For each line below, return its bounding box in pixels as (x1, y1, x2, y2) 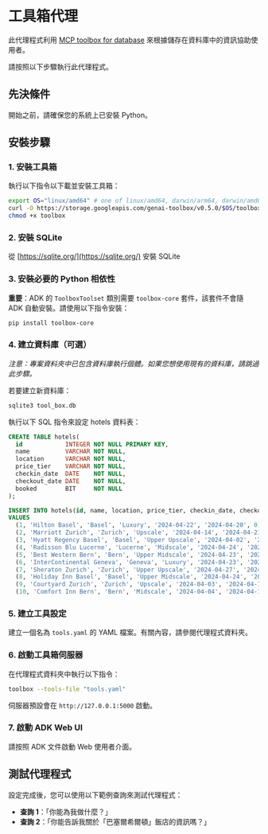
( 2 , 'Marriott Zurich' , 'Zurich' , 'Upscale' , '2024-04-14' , (15, 528, 219, 537)
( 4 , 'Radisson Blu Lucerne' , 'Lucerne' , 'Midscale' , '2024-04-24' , (15, 543, 244, 551)
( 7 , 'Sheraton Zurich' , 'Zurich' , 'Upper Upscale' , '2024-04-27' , (15, 566, 240, 574)
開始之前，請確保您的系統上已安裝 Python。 (8, 110, 153, 119)
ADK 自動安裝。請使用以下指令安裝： (8, 303, 130, 313)
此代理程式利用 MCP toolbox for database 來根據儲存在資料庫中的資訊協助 (8, 35, 251, 45)
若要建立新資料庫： (8, 385, 72, 395)
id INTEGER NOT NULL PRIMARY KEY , (15, 440, 169, 448)
